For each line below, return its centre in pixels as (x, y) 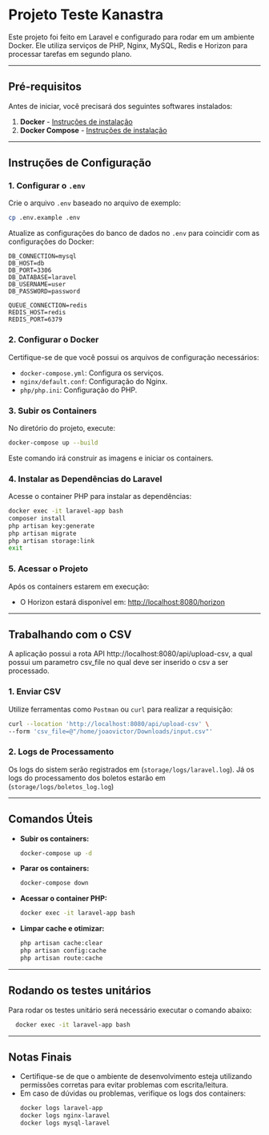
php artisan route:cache (61, 958)
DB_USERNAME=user (37, 285)
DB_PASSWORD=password (44, 292)
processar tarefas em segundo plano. (70, 54)
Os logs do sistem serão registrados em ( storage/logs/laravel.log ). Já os (131, 769)
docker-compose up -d (56, 853)
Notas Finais (40, 1057)
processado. (29, 671)
